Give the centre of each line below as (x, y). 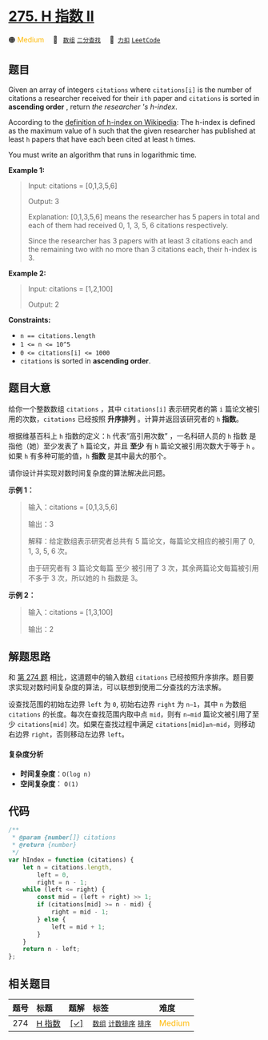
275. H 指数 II (51, 16)
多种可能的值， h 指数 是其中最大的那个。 (104, 456)
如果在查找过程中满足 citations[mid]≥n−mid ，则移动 (170, 725)
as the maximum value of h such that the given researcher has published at (132, 131)
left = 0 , (53, 875)
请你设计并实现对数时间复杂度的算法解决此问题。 (89, 472)
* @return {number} (44, 845)
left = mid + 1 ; (78, 927)
